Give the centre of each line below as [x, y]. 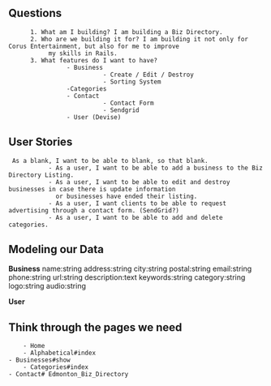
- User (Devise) [94, 117]
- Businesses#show [39, 360]
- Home [34, 346]
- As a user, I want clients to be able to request [138, 203]
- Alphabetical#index [59, 353]
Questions [35, 13]
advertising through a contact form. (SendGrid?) [94, 210]
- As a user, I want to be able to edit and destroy [139, 182]
